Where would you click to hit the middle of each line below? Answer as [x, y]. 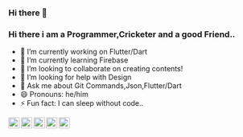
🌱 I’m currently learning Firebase [74, 60]
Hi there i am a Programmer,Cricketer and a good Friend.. [122, 34]
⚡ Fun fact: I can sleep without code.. [82, 103]
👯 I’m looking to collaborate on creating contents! [101, 69]
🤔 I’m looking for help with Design [76, 77]
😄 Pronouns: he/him [54, 95]
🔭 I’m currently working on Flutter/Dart [83, 52]
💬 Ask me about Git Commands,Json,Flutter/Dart [101, 86]
